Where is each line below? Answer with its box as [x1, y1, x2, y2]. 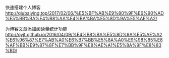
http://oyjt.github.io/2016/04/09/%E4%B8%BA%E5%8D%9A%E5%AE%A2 [5, 32, 162, 37]
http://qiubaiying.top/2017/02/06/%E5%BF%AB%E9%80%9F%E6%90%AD [5, 10, 164, 16]
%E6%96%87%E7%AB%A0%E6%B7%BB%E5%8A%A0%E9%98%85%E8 [5, 37, 163, 43]
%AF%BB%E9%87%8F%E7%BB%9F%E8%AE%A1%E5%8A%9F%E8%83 [5, 42, 161, 48]
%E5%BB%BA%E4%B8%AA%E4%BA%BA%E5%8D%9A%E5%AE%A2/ [5, 16, 157, 21]
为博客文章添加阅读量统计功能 [5, 26, 67, 32]
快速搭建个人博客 [5, 5, 41, 10]
